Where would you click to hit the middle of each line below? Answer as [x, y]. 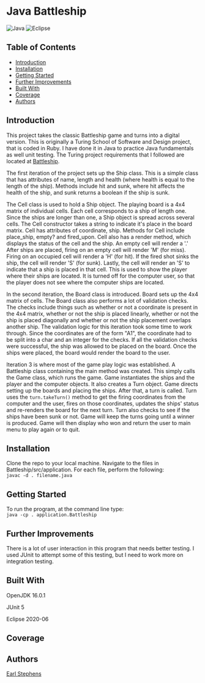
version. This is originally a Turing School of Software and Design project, [99, 141]
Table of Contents [41, 47]
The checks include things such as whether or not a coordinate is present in [102, 307]
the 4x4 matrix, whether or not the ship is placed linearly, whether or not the [102, 314]
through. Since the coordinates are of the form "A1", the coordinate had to [99, 333]
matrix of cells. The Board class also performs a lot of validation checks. [97, 300]
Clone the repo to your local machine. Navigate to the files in [83, 463]
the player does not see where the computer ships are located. [86, 282]
